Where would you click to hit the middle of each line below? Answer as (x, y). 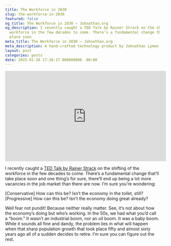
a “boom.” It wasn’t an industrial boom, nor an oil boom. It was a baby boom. (82, 219)
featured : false (22, 19)
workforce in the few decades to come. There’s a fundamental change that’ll (82, 173)
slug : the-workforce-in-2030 (35, 14)
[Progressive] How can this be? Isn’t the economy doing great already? (77, 198)
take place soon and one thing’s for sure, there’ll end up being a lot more (78, 179)
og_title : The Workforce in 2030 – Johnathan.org (57, 23)
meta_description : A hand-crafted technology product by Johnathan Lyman (82, 46)
